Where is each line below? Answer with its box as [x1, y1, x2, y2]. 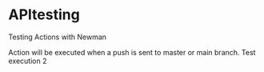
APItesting [8, 6, 80, 24]
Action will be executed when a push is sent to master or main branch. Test [8, 47, 256, 57]
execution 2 [8, 56, 47, 66]
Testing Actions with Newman [8, 32, 106, 42]
